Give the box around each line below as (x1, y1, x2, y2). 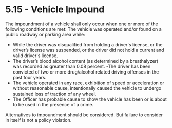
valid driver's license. (12, 52, 58, 59)
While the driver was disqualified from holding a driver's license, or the (12, 41, 163, 47)
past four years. (12, 74, 47, 80)
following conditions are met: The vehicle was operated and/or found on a (5, 26, 162, 32)
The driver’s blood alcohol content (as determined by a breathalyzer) (12, 58, 159, 64)
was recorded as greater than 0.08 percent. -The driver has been (12, 63, 151, 69)
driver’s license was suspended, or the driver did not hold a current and (12, 47, 164, 53)
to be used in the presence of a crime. (12, 101, 94, 107)
